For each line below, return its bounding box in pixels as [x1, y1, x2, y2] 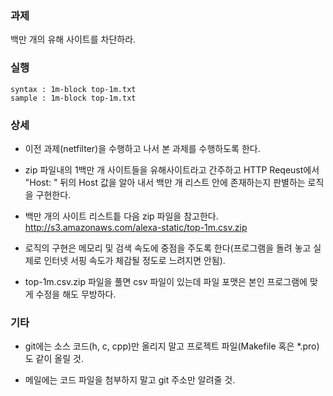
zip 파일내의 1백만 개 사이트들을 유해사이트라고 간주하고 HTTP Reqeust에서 [24, 163, 320, 176]
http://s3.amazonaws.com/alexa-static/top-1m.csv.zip [24, 221, 248, 233]
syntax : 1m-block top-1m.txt [10, 84, 137, 94]
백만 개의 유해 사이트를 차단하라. [10, 33, 137, 46]
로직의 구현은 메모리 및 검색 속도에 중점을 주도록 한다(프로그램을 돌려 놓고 [24, 242, 312, 254]
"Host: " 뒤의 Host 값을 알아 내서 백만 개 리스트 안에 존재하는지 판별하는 [24, 176, 306, 188]
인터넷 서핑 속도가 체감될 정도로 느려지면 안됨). [43, 254, 226, 266]
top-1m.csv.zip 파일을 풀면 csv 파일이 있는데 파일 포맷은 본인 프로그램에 [24, 275, 308, 287]
